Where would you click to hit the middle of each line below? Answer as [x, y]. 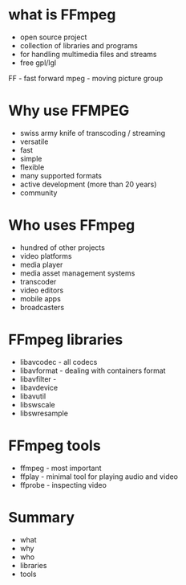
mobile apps [40, 298]
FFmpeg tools [55, 446]
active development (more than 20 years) [88, 184]
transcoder [38, 281]
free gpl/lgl [38, 63]
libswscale [37, 404]
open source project [53, 37]
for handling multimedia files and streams [88, 54]
